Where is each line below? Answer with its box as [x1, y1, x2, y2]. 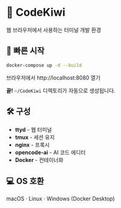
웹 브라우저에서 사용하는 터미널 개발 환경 [6, 26, 101, 33]
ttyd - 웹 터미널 [14, 126, 52, 133]
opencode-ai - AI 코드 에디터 [14, 149, 86, 156]
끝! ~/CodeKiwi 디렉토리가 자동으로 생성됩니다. [6, 87, 116, 94]
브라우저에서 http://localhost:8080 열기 [6, 74, 101, 81]
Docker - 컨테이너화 [14, 156, 64, 164]
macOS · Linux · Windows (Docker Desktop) [6, 195, 116, 203]
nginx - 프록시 [14, 141, 50, 149]
